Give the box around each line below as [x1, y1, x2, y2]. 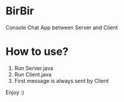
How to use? [5, 45, 69, 58]
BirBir [5, 4, 34, 18]
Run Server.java [14, 64, 53, 72]
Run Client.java [14, 70, 52, 78]
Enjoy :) [5, 88, 25, 96]
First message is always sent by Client [14, 77, 109, 84]
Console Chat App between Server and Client [5, 24, 118, 31]
